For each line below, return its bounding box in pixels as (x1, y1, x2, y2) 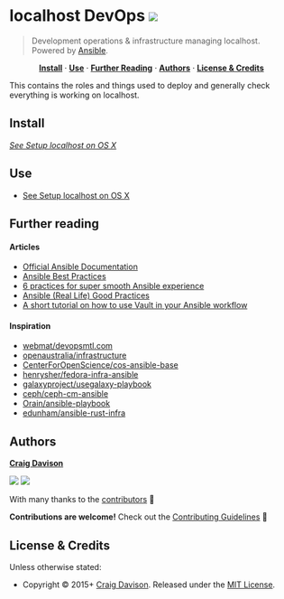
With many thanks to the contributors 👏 (9, 494, 155, 505)
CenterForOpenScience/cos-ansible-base (22, 360, 179, 370)
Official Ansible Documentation (22, 261, 138, 272)
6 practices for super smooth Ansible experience (22, 281, 205, 292)
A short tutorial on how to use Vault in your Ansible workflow (22, 300, 248, 311)
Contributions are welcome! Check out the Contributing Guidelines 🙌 (9, 511, 268, 522)
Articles (9, 241, 41, 252)
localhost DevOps (9, 5, 146, 26)
